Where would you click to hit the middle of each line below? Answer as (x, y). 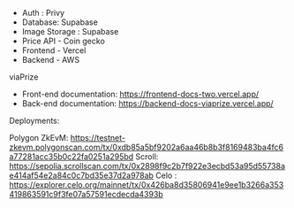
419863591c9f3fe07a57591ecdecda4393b (86, 194)
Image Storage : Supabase (70, 31)
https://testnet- (98, 138)
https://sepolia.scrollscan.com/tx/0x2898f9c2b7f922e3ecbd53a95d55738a (147, 166)
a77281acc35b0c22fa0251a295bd (72, 157)
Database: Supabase (60, 22)
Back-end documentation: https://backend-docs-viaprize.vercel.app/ (147, 104)
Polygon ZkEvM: (39, 138)
